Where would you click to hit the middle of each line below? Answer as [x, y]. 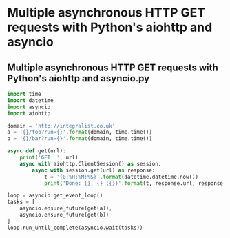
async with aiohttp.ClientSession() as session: [91, 163]
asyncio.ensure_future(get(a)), [66, 208]
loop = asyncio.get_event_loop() [55, 196]
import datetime [30, 100]
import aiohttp [29, 113]
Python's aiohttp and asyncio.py [79, 78]
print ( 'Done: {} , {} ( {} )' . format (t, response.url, [119, 183]
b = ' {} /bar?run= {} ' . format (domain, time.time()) [80, 139]
